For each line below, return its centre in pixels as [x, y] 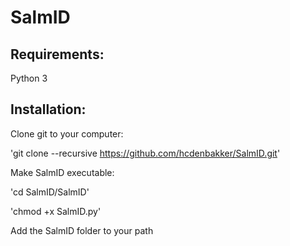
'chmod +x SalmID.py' [56, 211]
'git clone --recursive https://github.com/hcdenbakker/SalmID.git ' [145, 153]
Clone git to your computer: [67, 133]
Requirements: [57, 54]
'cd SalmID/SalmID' [50, 192]
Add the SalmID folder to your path [82, 230]
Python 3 [29, 78]
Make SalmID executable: [62, 172]
